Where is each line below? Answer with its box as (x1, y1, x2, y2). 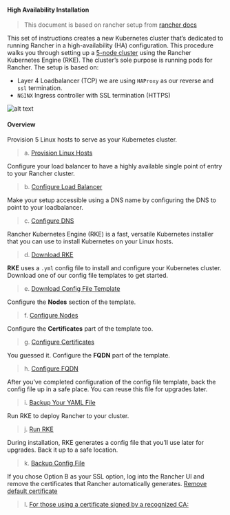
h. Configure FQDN (23, 364, 79, 373)
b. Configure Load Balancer (23, 183, 103, 191)
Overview (7, 120, 36, 129)
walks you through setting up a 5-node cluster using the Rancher (7, 49, 191, 57)
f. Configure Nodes (23, 311, 79, 320)
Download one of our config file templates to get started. (7, 272, 169, 280)
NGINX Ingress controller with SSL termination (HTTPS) (17, 91, 171, 100)
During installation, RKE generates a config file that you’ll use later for (7, 439, 205, 447)
